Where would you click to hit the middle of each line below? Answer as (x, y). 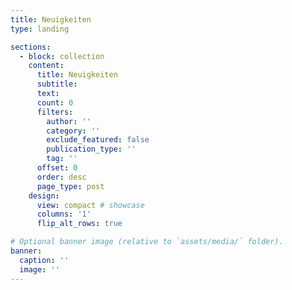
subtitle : (57, 84)
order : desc (61, 177)
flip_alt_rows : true (79, 224)
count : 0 (55, 102)
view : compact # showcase (90, 205)
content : (46, 66)
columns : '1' (64, 214)
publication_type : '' (91, 149)
